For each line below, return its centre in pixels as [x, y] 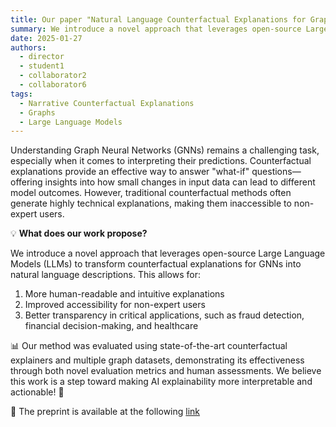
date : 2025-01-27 [46, 38]
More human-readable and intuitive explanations [124, 294]
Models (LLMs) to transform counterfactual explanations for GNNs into [156, 264]
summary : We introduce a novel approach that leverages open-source [156, 29]
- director [42, 57]
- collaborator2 [53, 76]
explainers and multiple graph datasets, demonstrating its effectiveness [157, 360]
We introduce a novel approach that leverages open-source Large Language [168, 253]
